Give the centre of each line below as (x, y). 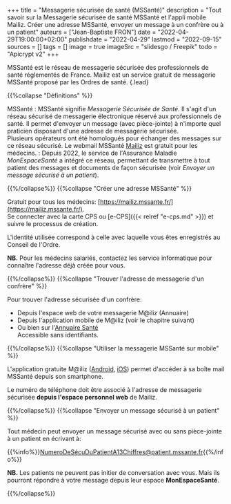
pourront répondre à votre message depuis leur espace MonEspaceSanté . (113, 480)
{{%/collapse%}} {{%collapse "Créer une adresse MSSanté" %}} (100, 188)
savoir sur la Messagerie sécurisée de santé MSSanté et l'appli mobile (107, 17)
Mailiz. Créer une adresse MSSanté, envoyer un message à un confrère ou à (115, 25)
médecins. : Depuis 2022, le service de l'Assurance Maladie (92, 153)
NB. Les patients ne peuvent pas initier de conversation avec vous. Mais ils (114, 473)
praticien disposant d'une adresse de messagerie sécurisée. (93, 131)
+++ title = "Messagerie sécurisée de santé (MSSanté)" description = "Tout (114, 10)
